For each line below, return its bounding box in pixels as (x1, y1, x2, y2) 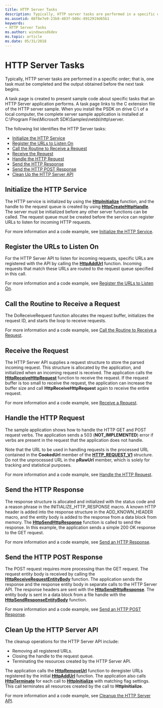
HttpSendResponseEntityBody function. (5, 597, 87, 603)
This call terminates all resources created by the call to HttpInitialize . (5, 683, 143, 689)
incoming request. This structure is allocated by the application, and (5, 364, 141, 370)
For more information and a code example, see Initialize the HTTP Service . (5, 228, 154, 234)
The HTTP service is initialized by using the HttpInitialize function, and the (5, 198, 154, 204)
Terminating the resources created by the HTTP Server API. (12, 658, 131, 664)
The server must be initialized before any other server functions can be (5, 209, 147, 215)
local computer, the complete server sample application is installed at (5, 111, 144, 117)
